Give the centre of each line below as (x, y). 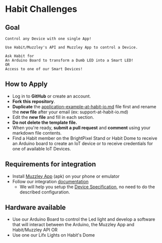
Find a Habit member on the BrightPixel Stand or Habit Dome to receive (85, 138)
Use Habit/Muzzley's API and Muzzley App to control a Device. (72, 48)
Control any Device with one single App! (48, 39)
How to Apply (26, 84)
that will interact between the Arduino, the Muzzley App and (73, 225)
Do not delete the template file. (45, 122)
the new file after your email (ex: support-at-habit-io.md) (70, 112)
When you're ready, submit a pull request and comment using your (81, 128)
